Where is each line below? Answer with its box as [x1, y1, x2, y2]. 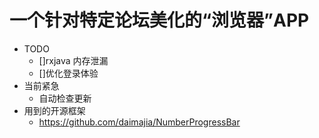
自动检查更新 [38, 92, 92, 104]
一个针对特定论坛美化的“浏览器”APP [9, 9, 310, 32]
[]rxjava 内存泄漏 [38, 54, 109, 66]
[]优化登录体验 [38, 67, 99, 79]
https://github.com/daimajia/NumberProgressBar [38, 116, 241, 128]
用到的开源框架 [23, 104, 86, 116]
